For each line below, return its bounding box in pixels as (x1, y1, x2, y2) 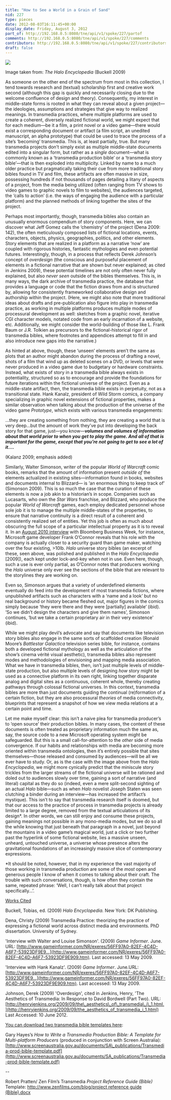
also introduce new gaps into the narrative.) (5, 337, 97, 344)
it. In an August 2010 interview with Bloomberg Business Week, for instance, (5, 528, 165, 535)
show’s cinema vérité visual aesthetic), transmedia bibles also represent (5, 651, 156, 657)
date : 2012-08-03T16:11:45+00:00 (5, 21, 76, 27)
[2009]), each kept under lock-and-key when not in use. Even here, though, (5, 556, 164, 562)
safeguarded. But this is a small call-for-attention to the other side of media (5, 737, 163, 743)
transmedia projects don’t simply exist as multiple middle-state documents (5, 144, 162, 150)
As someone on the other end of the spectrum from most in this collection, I (5, 78, 164, 85)
